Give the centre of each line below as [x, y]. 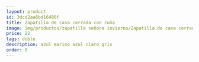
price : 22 [18, 34]
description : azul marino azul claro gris [59, 45]
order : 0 [17, 50]
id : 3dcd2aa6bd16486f [33, 17]
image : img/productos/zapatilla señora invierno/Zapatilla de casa [91, 28]
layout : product [26, 12]
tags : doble [21, 39]
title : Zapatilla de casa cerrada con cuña [61, 22]
